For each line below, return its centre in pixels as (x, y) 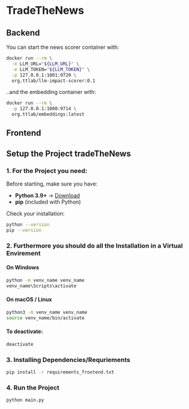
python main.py (25, 400)
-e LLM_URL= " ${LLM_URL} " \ (45, 64)
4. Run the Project (33, 387)
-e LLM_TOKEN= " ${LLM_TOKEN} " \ (51, 69)
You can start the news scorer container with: (63, 47)
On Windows (23, 267)
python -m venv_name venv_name (45, 280)
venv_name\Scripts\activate (42, 286)
